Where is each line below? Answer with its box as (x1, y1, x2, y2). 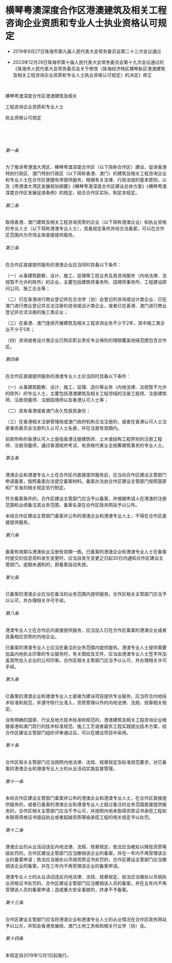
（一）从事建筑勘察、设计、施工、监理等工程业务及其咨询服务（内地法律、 (5, 272, 162, 278)
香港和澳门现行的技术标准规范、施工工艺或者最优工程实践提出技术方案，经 (9, 723, 167, 729)
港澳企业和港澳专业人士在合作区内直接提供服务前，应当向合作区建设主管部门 (5, 472, 167, 478)
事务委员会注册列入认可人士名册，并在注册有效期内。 (9, 425, 122, 431)
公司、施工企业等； (9, 285, 50, 291)
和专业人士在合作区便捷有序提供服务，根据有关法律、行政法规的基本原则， (5, 177, 162, 183)
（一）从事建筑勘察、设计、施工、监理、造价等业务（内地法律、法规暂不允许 (5, 384, 167, 390)
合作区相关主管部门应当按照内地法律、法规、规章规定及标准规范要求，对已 (5, 759, 162, 765)
